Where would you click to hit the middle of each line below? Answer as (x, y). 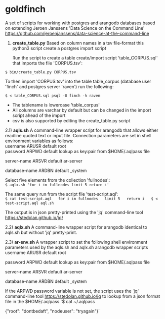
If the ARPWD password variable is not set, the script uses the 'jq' (72, 291)
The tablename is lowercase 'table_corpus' (56, 105)
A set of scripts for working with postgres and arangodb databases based (80, 23)
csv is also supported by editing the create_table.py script (71, 120)
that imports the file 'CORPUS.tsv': (47, 63)
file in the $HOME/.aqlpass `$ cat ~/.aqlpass (50, 301)
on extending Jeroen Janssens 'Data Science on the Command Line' (75, 28)
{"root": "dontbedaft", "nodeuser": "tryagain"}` (53, 311)
